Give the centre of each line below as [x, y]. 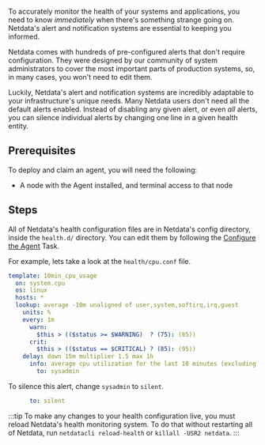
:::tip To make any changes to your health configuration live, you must [122, 416]
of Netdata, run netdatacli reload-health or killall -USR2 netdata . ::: [124, 432]
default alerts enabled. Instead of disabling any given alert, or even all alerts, [133, 109]
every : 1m [39, 319]
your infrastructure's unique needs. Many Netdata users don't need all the [129, 101]
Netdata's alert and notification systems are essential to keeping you [120, 28]
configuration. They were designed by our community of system [113, 60]
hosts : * [30, 298]
